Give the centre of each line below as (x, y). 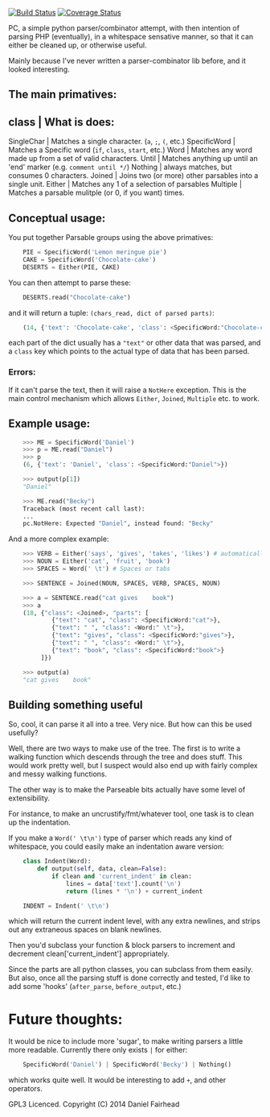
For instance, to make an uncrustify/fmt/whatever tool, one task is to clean (131, 814)
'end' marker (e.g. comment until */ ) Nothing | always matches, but (120, 167)
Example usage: (49, 424)
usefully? (23, 733)
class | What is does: (61, 122)
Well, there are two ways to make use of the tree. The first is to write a (125, 748)
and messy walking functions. (58, 774)
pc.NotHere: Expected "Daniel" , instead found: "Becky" (119, 523)
